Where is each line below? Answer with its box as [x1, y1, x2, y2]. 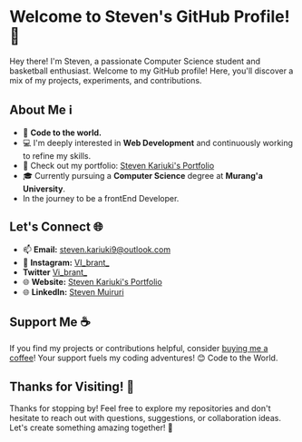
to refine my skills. [22, 150, 92, 161]
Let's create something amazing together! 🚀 [9, 422, 174, 433]
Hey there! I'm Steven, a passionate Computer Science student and [9, 55, 261, 66]
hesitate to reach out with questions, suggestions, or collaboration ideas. [9, 413, 281, 424]
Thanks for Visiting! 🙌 [9, 378, 134, 394]
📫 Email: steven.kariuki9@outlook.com [22, 243, 170, 255]
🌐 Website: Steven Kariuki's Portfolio [22, 276, 163, 287]
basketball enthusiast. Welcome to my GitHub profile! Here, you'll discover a [9, 65, 294, 76]
